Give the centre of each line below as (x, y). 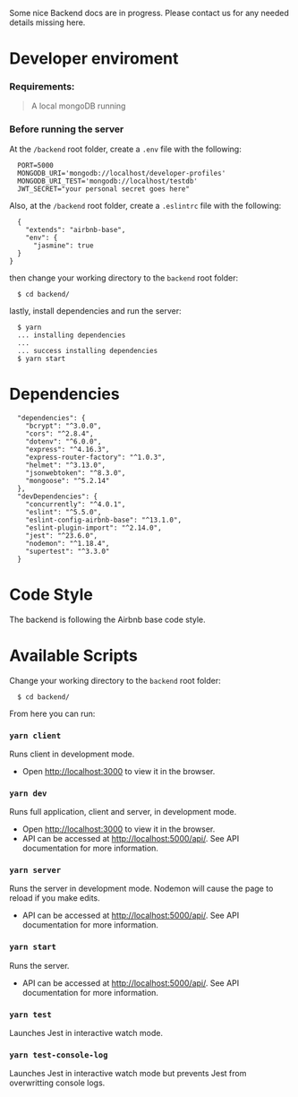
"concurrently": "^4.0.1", (76, 504)
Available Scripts (74, 656)
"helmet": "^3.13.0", (65, 465)
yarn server (35, 870)
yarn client (35, 735)
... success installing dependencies (88, 350)
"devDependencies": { (58, 497)
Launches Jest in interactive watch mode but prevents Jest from (128, 1074)
